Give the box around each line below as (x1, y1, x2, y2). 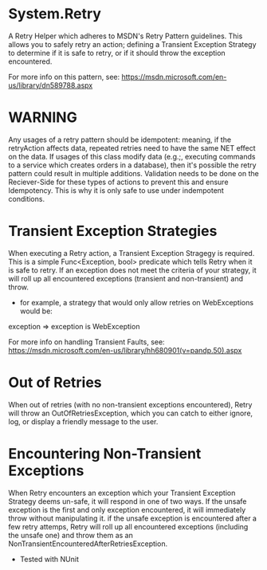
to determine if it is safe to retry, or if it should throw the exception (8, 48, 226, 57)
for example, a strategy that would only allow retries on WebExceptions (19, 297, 253, 307)
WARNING (8, 108, 77, 127)
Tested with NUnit (19, 554, 80, 564)
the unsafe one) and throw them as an (8, 530, 133, 540)
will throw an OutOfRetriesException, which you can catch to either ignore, (8, 408, 253, 418)
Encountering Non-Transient (8, 444, 202, 462)
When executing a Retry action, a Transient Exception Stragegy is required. (8, 248, 255, 257)
